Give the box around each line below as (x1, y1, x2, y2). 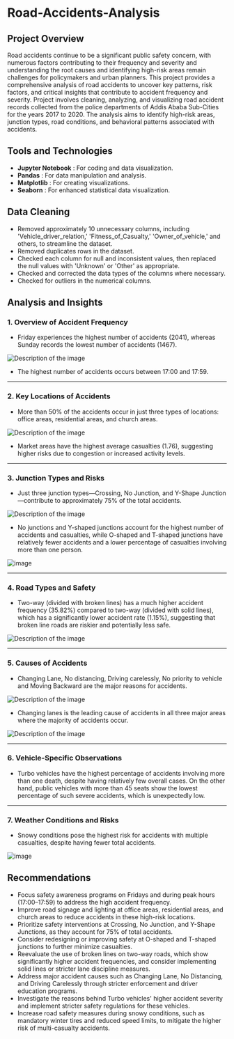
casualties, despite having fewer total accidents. (17, 838, 157, 847)
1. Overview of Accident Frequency (7, 317, 129, 327)
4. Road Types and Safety (7, 583, 96, 593)
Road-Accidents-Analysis (7, 5, 160, 21)
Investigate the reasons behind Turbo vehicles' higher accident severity (17, 994, 223, 1002)
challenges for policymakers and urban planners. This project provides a (7, 73, 215, 81)
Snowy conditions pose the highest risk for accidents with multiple (17, 831, 209, 840)
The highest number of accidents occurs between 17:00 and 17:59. (17, 368, 209, 376)
